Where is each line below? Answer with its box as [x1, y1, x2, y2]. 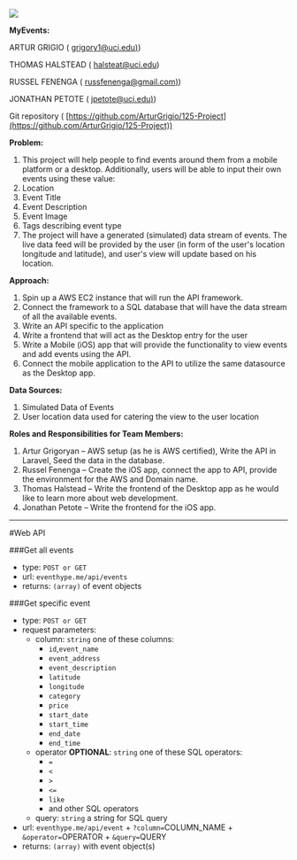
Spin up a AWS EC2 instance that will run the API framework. [21, 292, 244, 303]
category [48, 692, 81, 701]
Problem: [9, 137, 44, 148]
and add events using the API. [21, 349, 132, 359]
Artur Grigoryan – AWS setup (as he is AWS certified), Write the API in [21, 445, 277, 456]
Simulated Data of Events [21, 402, 115, 412]
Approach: [9, 275, 49, 285]
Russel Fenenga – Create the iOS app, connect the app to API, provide [21, 465, 278, 475]
